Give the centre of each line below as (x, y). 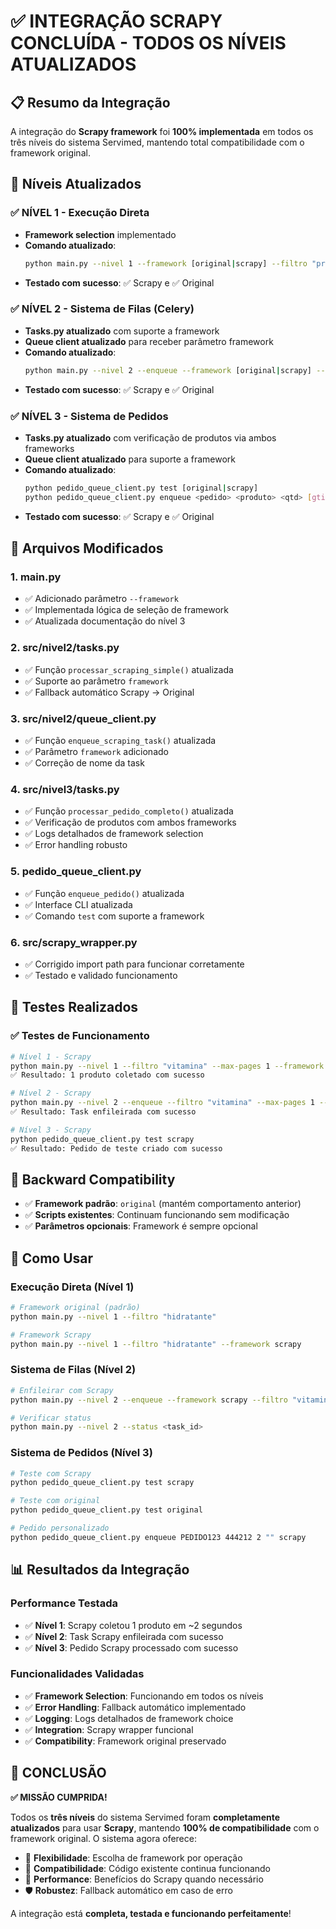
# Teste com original (55, 1501)
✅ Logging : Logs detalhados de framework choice (129, 1718)
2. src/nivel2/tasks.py (65, 648)
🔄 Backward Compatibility (93, 1179)
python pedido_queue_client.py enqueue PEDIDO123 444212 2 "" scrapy (158, 1537)
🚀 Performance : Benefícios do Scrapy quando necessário (144, 1879)
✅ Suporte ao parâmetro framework (96, 681)
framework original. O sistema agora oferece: (103, 1838)
